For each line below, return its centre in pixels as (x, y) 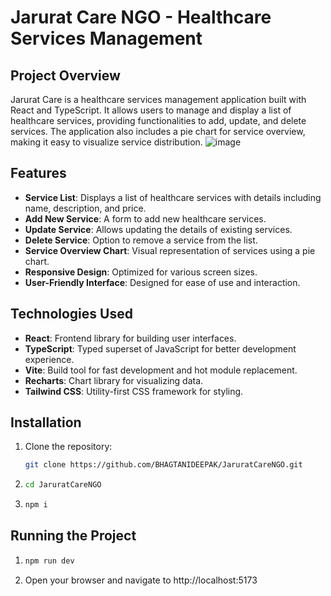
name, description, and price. (85, 208)
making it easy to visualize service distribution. (106, 142)
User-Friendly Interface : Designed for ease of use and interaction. (162, 282)
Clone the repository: (68, 447)
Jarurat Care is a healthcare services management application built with (158, 99)
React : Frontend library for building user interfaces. (130, 338)
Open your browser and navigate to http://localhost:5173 (141, 580)
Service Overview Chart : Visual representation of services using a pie (170, 250)
